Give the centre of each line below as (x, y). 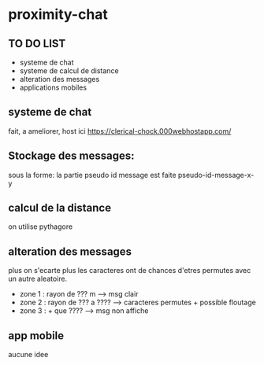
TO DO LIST (37, 44)
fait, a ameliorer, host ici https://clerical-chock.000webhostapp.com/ (120, 131)
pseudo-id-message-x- (216, 175)
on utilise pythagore (41, 227)
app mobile (36, 336)
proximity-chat (58, 15)
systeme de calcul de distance (69, 71)
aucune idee (28, 355)
